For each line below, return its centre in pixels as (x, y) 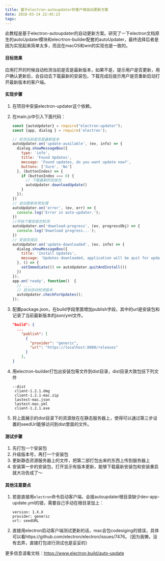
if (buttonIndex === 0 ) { (48, 176)
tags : (11, 19)
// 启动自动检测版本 (35, 290)
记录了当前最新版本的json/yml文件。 (49, 316)
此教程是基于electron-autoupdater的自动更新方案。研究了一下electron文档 (80, 33)
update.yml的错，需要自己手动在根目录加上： (58, 503)
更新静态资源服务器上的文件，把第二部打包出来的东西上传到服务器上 (81, 461)
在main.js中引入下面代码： (39, 117)
